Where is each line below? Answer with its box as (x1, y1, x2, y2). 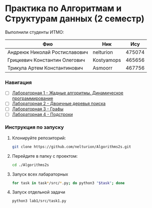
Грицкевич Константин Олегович (7, 57, 85, 63)
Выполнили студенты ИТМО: (5, 29, 64, 35)
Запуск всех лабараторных (12, 171, 69, 177)
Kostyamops (92, 57, 122, 63)
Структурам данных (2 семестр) (5, 13, 145, 24)
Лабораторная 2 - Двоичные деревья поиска (12, 101, 106, 106)
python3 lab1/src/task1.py (12, 199, 67, 204)
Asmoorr (92, 64, 112, 71)
